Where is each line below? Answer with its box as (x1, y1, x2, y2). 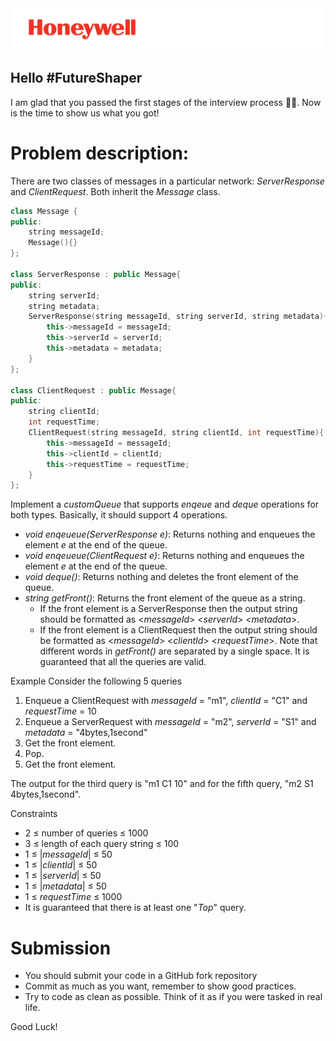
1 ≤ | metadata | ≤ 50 (24, 880, 107, 892)
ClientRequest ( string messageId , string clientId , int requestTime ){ (28, 428, 325, 438)
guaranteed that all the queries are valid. (39, 656, 207, 668)
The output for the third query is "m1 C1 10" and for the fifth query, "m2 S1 (10, 778, 314, 790)
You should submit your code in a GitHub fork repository (24, 970, 258, 982)
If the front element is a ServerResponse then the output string (39, 603, 298, 615)
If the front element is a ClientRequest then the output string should (39, 624, 318, 636)
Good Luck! (10, 1021, 58, 1033)
